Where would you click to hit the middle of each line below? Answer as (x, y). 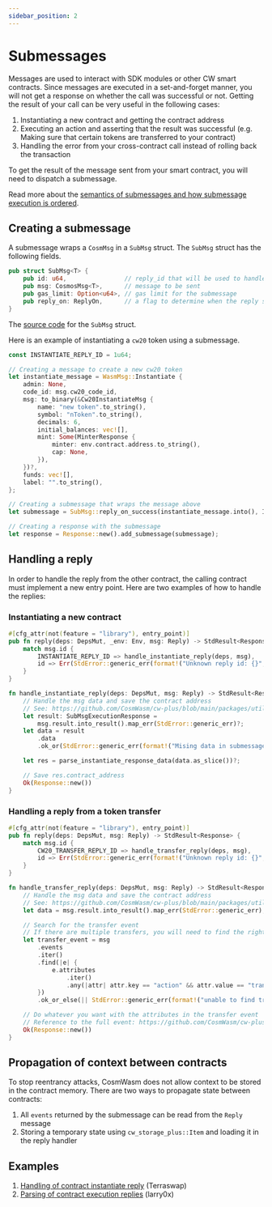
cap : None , (70, 453)
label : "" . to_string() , (63, 482)
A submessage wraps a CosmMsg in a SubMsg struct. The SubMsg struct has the (135, 248)
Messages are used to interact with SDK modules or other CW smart (122, 79)
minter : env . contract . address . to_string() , (126, 445)
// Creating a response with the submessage (85, 527)
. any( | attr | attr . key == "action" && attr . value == (155, 985)
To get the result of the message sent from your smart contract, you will (128, 170)
